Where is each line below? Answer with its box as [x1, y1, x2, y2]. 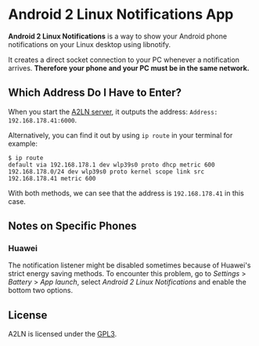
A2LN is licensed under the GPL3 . [8, 330, 117, 339]
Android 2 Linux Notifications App [8, 5, 234, 24]
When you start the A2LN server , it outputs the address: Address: [8, 107, 218, 116]
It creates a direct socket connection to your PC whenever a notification [8, 55, 240, 64]
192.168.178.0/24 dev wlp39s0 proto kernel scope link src [8, 167, 205, 176]
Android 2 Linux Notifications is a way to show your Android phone [8, 31, 228, 41]
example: [8, 139, 38, 148]
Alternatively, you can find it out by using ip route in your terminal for [8, 130, 233, 140]
